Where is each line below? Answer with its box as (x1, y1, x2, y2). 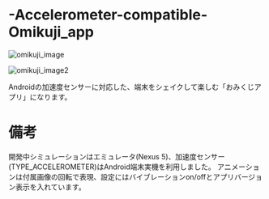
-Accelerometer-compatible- (8, 6, 208, 24)
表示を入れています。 (15, 182, 87, 192)
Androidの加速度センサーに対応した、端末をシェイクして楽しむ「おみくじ (8, 82, 255, 91)
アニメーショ (217, 162, 260, 171)
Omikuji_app (8, 23, 95, 41)
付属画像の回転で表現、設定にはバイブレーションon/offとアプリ (22, 171, 235, 181)
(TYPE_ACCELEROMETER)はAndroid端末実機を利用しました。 (8, 162, 216, 171)
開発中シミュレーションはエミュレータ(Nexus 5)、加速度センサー (8, 151, 225, 161)
